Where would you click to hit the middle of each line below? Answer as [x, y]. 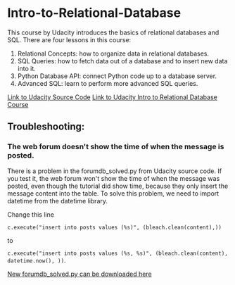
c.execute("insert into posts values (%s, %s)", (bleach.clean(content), [118, 253]
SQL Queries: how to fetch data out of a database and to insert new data [122, 61]
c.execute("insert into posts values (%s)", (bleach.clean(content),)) [114, 227]
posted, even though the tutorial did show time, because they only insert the [118, 186]
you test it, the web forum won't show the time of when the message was [114, 178]
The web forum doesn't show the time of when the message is [116, 147]
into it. [27, 68]
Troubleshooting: [46, 127]
